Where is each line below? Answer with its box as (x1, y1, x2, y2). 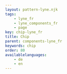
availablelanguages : (5, 52, 47, 57)
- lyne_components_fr (14, 20, 58, 26)
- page (14, 25, 27, 30)
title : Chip (5, 35, 29, 39)
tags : (5, 12, 16, 17)
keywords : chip (5, 43, 36, 48)
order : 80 (5, 48, 25, 53)
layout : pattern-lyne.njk (5, 7, 58, 12)
